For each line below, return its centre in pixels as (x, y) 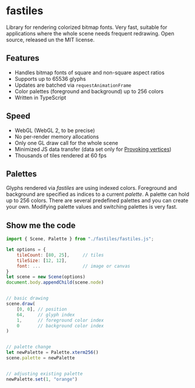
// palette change (29, 347)
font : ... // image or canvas (74, 266)
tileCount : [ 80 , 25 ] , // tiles (60, 255)
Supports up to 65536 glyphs (50, 78)
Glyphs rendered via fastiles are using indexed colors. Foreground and (92, 188)
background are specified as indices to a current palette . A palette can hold (98, 194)
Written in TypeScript (40, 97)
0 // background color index (60, 325)
